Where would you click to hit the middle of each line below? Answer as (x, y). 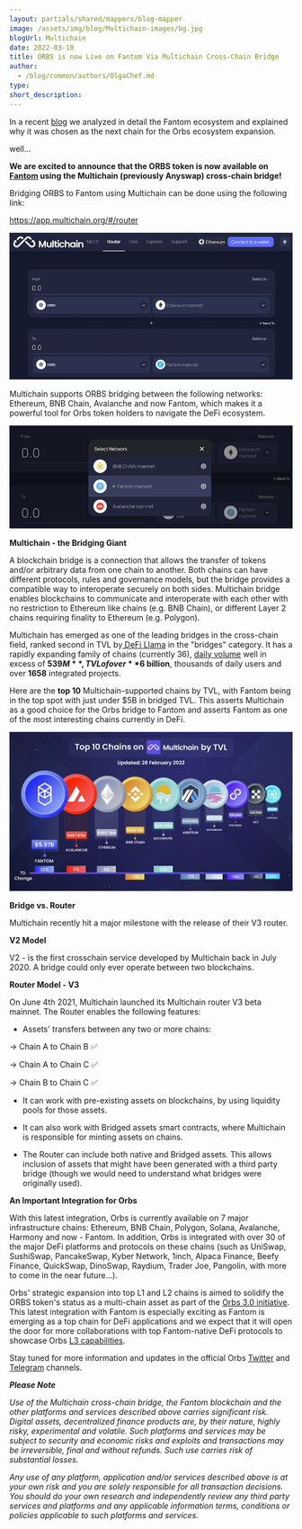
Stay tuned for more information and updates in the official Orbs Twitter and (150, 1358)
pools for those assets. (65, 1110)
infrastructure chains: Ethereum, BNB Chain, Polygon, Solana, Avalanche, (145, 1228)
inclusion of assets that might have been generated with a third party (150, 1164)
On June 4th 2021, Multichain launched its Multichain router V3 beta (136, 1002)
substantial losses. (44, 1460)
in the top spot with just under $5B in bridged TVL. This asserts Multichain (147, 700)
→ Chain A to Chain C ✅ (54, 1065)
